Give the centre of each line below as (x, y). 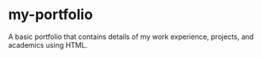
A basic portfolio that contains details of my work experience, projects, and (131, 37)
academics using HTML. (48, 44)
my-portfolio (51, 15)
